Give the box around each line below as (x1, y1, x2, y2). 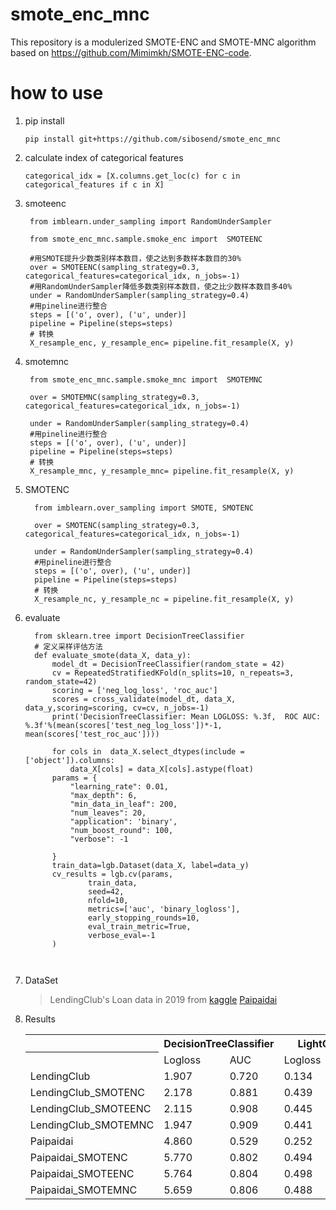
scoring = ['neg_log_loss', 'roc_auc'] (51, 685, 218, 695)
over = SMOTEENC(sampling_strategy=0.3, (29, 262, 201, 272)
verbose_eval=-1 (88, 930, 156, 940)
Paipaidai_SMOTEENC (29, 1166, 135, 1180)
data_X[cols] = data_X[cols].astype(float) (69, 764, 254, 774)
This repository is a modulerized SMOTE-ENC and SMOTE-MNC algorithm (10, 36, 317, 48)
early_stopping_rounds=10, (88, 913, 201, 923)
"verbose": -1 (69, 834, 129, 844)
